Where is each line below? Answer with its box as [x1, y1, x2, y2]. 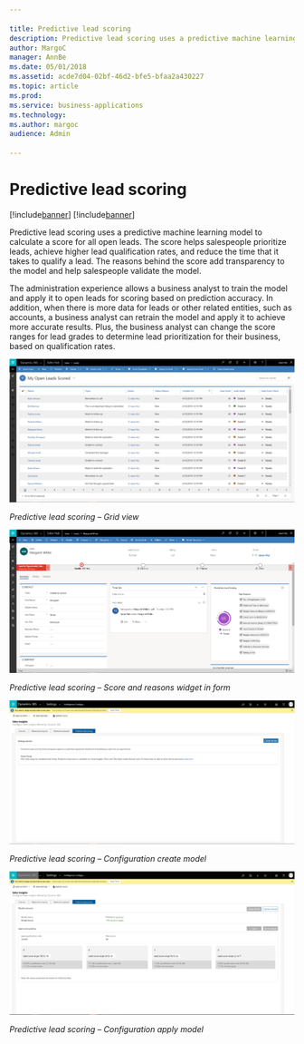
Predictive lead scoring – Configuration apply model [9, 1024, 204, 1035]
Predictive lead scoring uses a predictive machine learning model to [9, 227, 262, 238]
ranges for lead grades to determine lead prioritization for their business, [9, 331, 280, 342]
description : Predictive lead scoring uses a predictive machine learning [9, 34, 298, 43]
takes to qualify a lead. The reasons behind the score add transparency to [9, 255, 285, 267]
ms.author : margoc [9, 120, 79, 129]
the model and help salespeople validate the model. [9, 265, 202, 276]
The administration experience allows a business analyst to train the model [9, 282, 288, 294]
